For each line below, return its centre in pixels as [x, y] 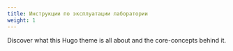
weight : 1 [22, 20]
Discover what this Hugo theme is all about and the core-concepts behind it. [117, 40]
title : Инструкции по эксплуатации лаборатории [78, 14]
